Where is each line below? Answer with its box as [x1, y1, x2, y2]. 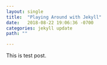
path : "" [6, 31, 28, 37]
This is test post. [6, 52, 47, 59]
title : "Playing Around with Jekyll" [6, 14, 102, 20]
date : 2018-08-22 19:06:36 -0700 [6, 19, 94, 25]
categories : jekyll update [6, 25, 73, 31]
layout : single [6, 8, 44, 15]
